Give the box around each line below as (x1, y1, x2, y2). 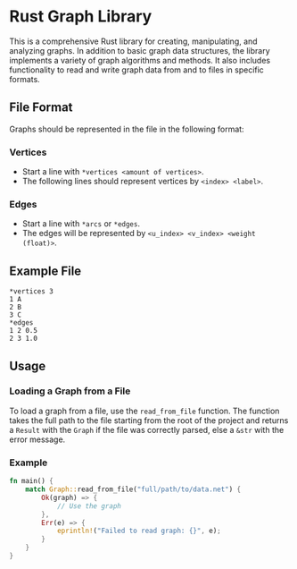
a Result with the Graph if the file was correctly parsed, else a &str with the (9, 424, 285, 435)
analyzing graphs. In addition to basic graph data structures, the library (9, 45, 270, 55)
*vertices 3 (9, 287, 54, 296)
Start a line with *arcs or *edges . (21, 218, 141, 229)
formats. (9, 73, 40, 84)
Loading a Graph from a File (9, 385, 131, 397)
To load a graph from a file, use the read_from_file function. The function (9, 405, 280, 416)
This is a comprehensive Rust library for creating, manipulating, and (9, 36, 258, 47)
